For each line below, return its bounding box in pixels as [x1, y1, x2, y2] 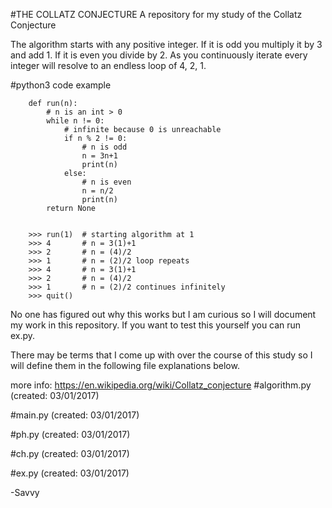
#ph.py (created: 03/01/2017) [10, 429, 131, 440]
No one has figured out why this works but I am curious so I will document [10, 309, 317, 320]
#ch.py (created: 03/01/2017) [10, 448, 130, 459]
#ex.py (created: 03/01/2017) [10, 467, 130, 479]
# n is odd [81, 142, 128, 152]
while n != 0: [46, 116, 105, 126]
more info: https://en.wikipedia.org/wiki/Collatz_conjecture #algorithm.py [10, 379, 312, 391]
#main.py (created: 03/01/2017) [10, 409, 140, 421]
